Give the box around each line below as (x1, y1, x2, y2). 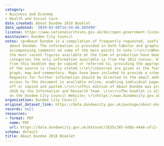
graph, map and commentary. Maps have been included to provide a (9, 71, 147, 75)
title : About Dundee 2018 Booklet (5, 134, 76, 139)
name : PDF (9, 120, 29, 125)
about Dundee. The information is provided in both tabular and (9, 43, 143, 48)
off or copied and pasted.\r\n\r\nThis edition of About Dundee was (9, 84, 152, 89)
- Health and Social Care (5, 16, 58, 21)
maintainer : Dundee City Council (5, 35, 73, 39)
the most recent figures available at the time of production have (9, 52, 150, 57)
